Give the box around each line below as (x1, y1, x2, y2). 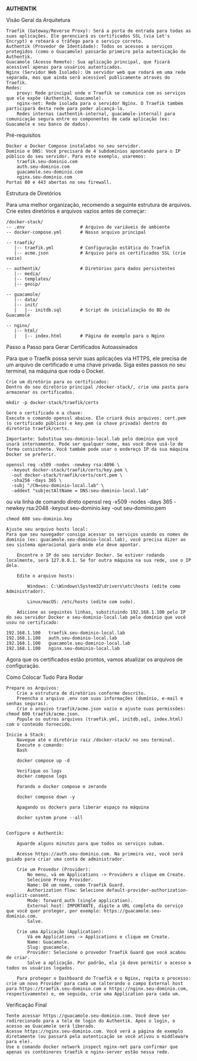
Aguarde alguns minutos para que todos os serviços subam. (17, 841, 165, 847)
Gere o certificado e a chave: (6, 410, 83, 416)
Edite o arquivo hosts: (17, 573, 75, 579)
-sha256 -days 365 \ (11, 477, 62, 483)
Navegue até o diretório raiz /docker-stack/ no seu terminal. (17, 737, 176, 743)
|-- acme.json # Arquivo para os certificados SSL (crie (14, 250, 186, 256)
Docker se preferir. (6, 451, 57, 457)
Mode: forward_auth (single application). (27, 897, 133, 903)
